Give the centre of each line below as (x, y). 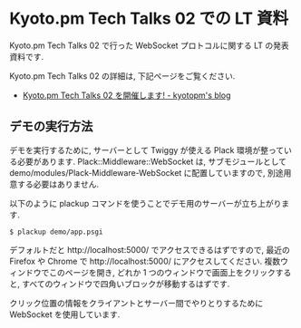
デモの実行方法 (51, 126)
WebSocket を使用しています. (65, 314)
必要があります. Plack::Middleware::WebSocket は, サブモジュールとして (152, 161)
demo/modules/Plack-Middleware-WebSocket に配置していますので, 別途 (146, 172)
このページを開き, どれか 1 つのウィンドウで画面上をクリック (162, 272)
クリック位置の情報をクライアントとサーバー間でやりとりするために (136, 303)
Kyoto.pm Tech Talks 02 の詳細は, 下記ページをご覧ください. (122, 76)
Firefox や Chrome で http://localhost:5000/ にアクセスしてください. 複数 (145, 261)
